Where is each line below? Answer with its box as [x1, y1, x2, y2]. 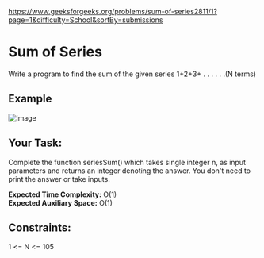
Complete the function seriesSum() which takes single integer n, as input [8, 157, 246, 167]
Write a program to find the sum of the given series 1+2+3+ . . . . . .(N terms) [8, 69, 256, 79]
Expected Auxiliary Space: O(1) [8, 198, 113, 207]
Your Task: [8, 137, 63, 150]
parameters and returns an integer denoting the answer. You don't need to [8, 166, 251, 175]
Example [8, 92, 52, 106]
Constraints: [8, 221, 71, 234]
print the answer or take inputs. [8, 174, 111, 183]
